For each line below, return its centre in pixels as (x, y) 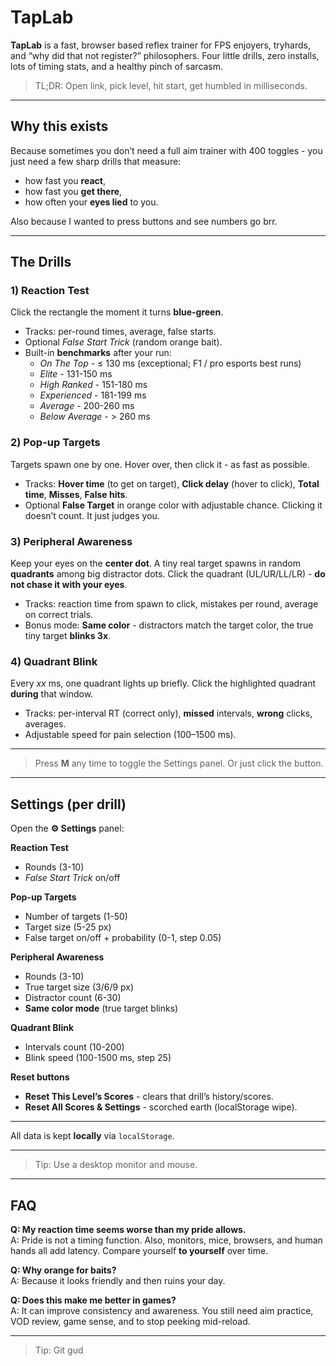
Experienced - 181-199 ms (93, 395)
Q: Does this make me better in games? (93, 1300)
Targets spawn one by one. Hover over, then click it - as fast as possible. (160, 464)
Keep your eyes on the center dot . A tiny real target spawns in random (155, 563)
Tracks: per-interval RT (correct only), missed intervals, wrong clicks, (168, 713)
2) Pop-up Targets (55, 443)
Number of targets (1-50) (76, 917)
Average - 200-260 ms (87, 406)
